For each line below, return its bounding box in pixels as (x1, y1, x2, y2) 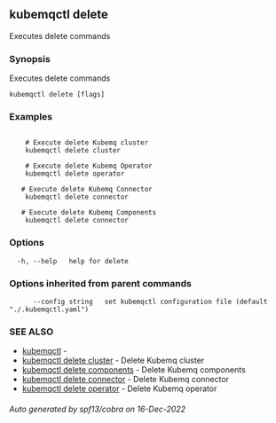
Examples (9, 111, 53, 123)
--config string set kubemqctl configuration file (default (32, 297, 268, 306)
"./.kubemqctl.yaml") (9, 305, 90, 314)
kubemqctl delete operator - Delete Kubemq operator (21, 383, 217, 394)
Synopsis (9, 52, 51, 65)
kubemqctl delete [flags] (9, 90, 105, 99)
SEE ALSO (9, 325, 54, 338)
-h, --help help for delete (17, 256, 129, 265)
